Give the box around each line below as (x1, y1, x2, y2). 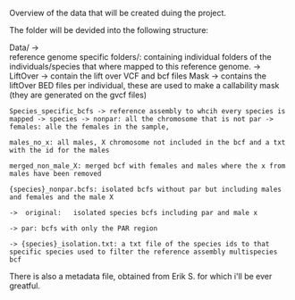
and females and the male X (9, 193, 114, 202)
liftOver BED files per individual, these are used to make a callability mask (9, 80, 280, 90)
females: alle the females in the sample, (9, 122, 170, 131)
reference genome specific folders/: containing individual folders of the (9, 52, 272, 62)
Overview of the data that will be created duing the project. (9, 8, 226, 18)
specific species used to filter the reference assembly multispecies (9, 247, 278, 256)
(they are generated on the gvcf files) (9, 89, 147, 100)
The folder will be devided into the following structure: (9, 25, 208, 35)
